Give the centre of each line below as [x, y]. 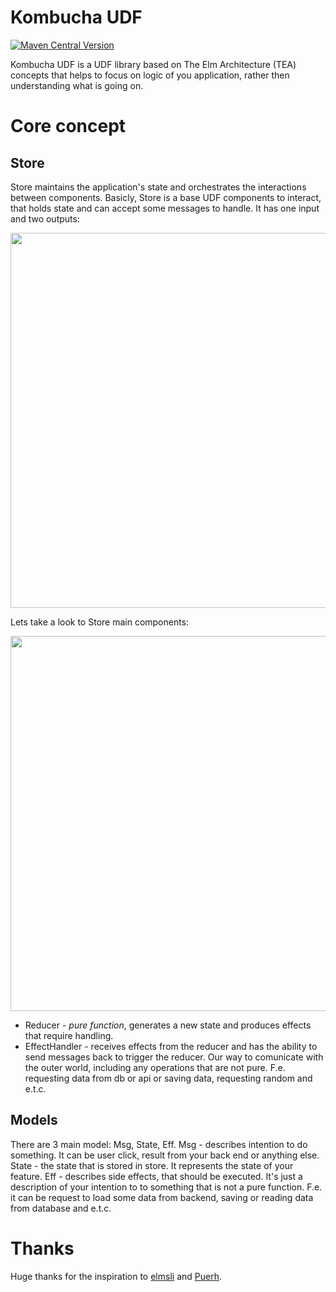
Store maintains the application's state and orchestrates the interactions [158, 187]
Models [34, 1120]
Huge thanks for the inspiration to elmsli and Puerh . [116, 1276]
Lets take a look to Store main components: [100, 622]
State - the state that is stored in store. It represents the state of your [152, 1165]
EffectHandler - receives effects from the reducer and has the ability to [171, 1046]
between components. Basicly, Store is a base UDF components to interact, [166, 197]
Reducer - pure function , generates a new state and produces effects [168, 1025]
